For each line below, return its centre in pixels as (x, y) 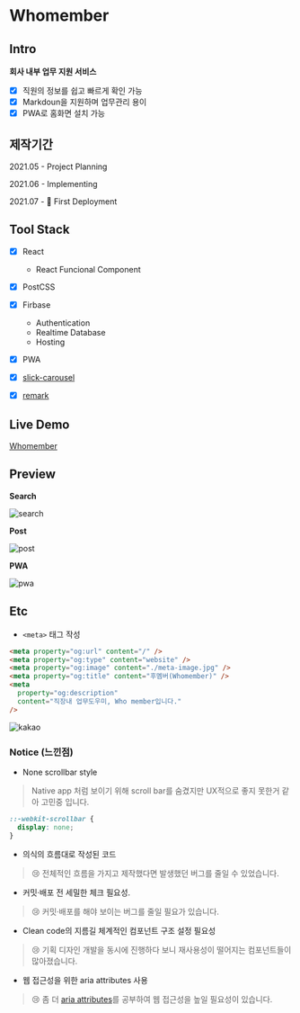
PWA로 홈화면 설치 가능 (64, 113)
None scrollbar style (60, 772)
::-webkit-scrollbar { (52, 819)
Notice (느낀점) (41, 752)
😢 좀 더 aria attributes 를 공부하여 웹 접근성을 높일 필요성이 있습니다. (152, 999)
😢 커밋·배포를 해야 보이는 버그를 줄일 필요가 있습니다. (125, 911)
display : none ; (46, 827)
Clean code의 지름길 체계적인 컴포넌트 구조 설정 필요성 (119, 930)
